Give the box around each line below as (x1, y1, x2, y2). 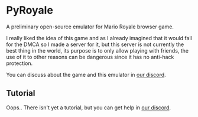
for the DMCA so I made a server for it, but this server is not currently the (6, 41, 184, 48)
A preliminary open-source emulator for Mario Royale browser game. (6, 23, 174, 30)
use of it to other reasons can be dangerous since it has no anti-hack (6, 53, 174, 60)
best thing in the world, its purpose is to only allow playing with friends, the (6, 47, 189, 54)
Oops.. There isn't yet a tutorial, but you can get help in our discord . (6, 104, 171, 111)
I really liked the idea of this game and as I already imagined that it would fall (6, 34, 192, 41)
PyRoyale (6, 4, 53, 17)
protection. (6, 60, 33, 67)
